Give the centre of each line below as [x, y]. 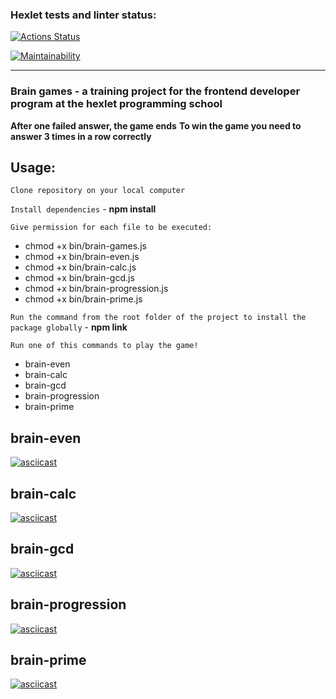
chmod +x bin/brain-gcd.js [79, 278]
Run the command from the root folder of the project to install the [158, 318]
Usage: [33, 167]
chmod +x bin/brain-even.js [82, 257]
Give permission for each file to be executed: [111, 228]
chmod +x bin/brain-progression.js [96, 289]
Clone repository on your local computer [98, 191]
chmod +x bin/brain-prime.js [83, 299]
